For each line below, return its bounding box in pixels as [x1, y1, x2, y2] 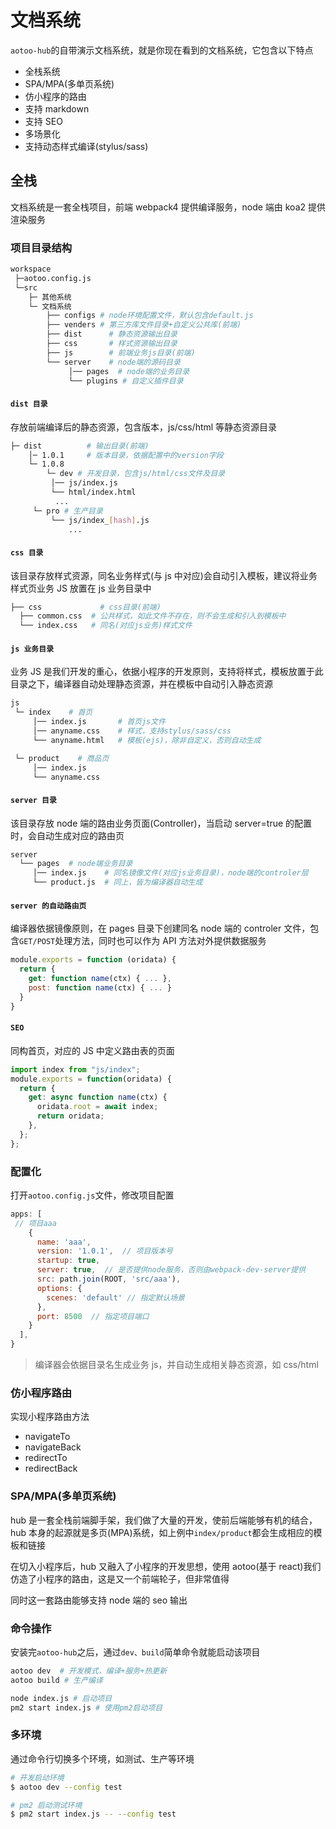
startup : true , [36, 1256, 101, 1266]
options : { [36, 1283, 83, 1293]
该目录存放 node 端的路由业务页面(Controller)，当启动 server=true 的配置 [10, 817, 313, 829]
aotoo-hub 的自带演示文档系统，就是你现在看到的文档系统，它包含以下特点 [10, 44, 314, 56]
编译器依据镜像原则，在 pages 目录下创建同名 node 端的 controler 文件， [10, 922, 311, 935]
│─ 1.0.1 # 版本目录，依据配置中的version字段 [28, 450, 224, 460]
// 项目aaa [14, 1218, 57, 1228]
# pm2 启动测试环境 [10, 1800, 83, 1810]
